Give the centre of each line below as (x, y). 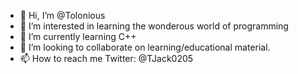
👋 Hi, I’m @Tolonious (62, 15)
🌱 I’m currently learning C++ (78, 36)
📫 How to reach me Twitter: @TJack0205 (106, 58)
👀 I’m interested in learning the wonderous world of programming (154, 26)
